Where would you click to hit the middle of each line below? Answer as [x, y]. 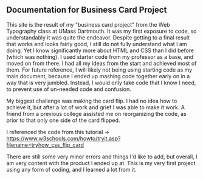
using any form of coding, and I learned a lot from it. [71, 169]
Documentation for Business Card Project [87, 10]
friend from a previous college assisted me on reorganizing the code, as [96, 113]
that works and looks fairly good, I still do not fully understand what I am [97, 44]
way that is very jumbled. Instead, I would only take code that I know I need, [101, 83]
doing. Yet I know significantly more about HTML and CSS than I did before [100, 50]
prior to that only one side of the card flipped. [63, 120]
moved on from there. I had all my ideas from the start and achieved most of [101, 63]
